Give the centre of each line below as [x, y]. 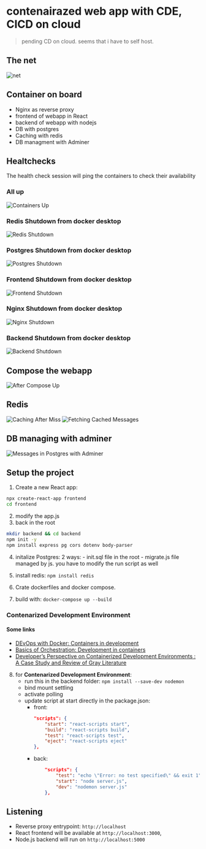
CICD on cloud [44, 24]
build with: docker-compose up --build [63, 599]
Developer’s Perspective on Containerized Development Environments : [105, 656]
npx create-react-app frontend [46, 499]
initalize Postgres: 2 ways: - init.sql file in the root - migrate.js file [97, 557]
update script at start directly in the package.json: [87, 701]
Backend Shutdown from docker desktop [69, 338]
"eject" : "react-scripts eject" [86, 741]
